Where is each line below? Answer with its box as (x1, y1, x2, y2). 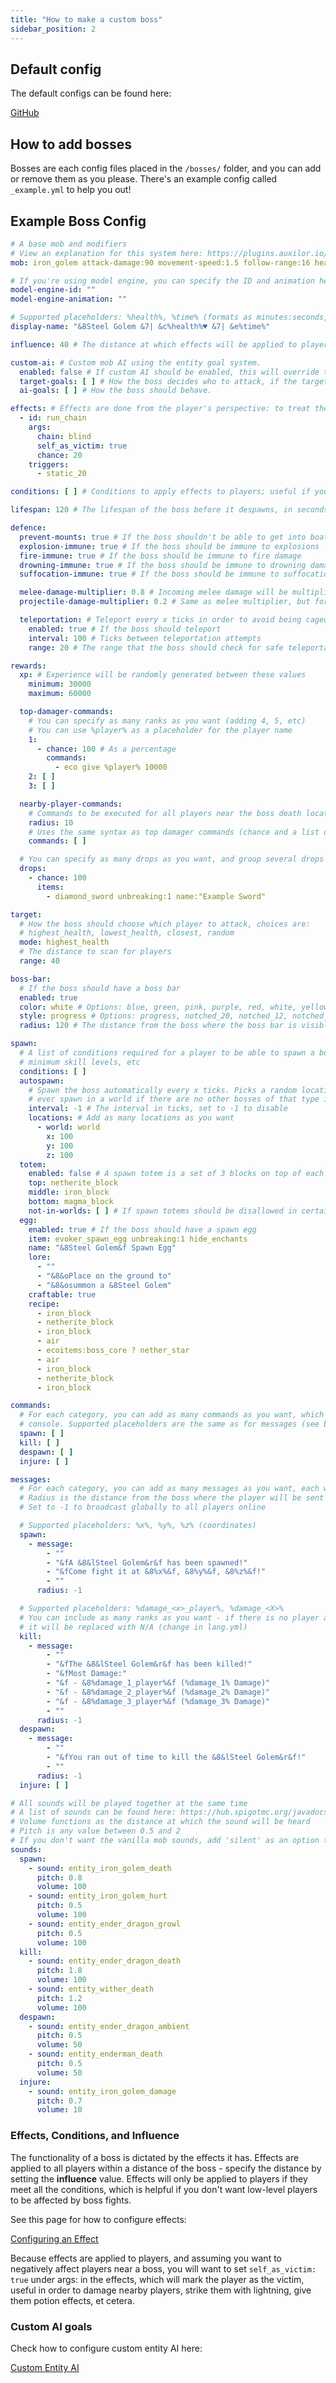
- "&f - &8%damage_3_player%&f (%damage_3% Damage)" (46, 1696, 271, 1706)
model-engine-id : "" (10, 285, 97, 295)
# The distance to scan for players (19, 947, 172, 957)
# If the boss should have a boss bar (19, 983, 182, 993)
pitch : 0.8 (36, 1872, 83, 1883)
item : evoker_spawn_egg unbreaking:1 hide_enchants (28, 1234, 248, 1244)
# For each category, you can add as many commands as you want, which (19, 1410, 325, 1420)
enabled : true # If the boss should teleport (28, 624, 222, 634)
